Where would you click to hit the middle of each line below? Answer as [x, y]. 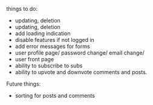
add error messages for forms [52, 46]
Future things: [24, 84]
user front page [34, 59]
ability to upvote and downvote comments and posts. [81, 72]
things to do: [22, 9]
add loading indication [43, 33]
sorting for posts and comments [55, 96]
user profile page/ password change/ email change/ [80, 53]
